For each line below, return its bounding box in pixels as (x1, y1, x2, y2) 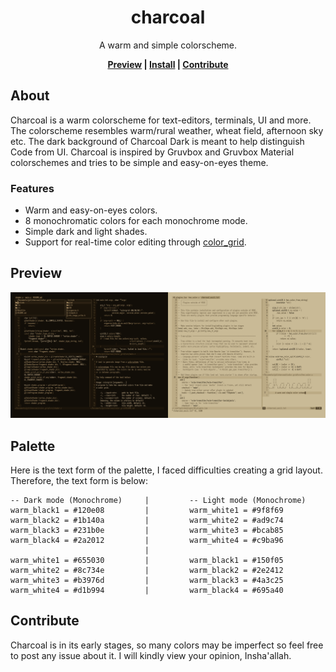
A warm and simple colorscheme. (98, 39, 238, 51)
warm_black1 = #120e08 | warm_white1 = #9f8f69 (10, 505, 284, 515)
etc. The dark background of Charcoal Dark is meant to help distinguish (10, 135, 305, 147)
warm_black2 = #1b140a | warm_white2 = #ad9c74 (10, 515, 284, 525)
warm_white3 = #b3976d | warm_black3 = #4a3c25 (10, 575, 284, 585)
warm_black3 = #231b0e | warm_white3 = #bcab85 (10, 525, 284, 535)
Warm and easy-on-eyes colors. (24, 204, 158, 216)
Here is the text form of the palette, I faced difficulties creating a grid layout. (10, 464, 323, 476)
